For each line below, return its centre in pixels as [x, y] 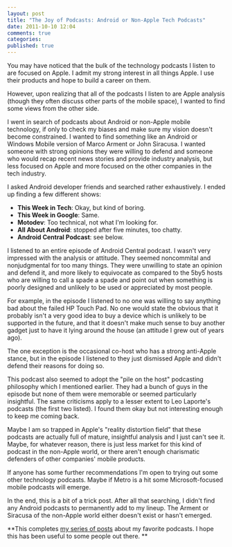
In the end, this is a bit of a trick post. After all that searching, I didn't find [111, 501]
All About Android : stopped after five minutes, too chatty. [99, 230]
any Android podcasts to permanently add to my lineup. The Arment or [108, 508]
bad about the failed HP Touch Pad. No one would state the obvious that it [113, 308]
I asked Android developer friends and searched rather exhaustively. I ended [116, 187]
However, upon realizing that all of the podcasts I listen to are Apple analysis [116, 94]
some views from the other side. [53, 108]
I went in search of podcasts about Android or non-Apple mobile [99, 122]
